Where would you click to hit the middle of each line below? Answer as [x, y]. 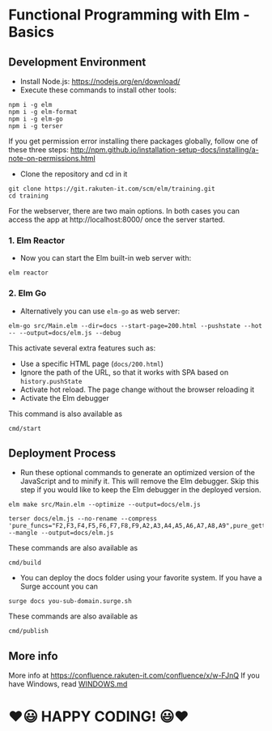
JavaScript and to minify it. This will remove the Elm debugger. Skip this [139, 481]
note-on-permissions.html [52, 158]
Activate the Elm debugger [64, 397]
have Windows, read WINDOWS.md [68, 684]
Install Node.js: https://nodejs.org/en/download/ [100, 81]
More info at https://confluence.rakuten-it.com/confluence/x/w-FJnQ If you [134, 676]
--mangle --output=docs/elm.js [61, 533]
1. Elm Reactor [37, 240]
